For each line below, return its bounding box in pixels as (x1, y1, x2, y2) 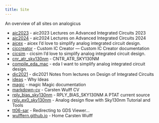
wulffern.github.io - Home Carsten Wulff (12, 112, 93, 118)
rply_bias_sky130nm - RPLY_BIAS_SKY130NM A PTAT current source (12, 92, 150, 98)
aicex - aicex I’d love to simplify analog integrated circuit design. (12, 40, 141, 46)
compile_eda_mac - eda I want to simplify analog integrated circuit (12, 61, 145, 67)
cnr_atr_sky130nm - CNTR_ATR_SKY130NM (12, 55, 100, 61)
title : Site (5, 7, 29, 12)
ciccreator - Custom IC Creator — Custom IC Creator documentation (12, 45, 150, 51)
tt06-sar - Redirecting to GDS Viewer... (12, 107, 90, 113)
